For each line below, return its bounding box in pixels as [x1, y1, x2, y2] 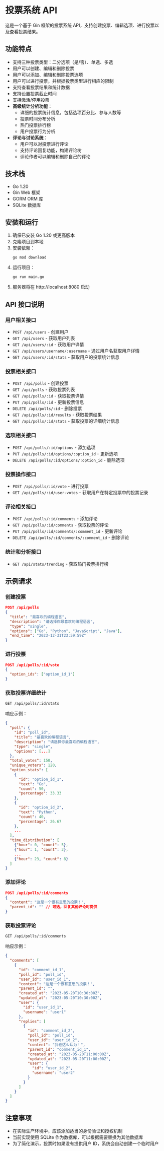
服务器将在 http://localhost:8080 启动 [12, 284, 90, 290]
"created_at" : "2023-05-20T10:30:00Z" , [18, 991, 102, 996]
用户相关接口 [5, 316, 37, 323]
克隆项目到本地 [12, 239, 44, 245]
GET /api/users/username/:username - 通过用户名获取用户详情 [12, 348, 140, 354]
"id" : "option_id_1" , [18, 777, 64, 782]
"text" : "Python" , [18, 809, 57, 815]
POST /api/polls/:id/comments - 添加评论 [12, 516, 98, 522]
